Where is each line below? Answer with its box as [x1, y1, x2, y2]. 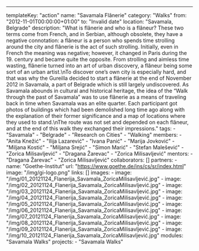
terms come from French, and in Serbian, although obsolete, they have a [6, 31, 183, 37]
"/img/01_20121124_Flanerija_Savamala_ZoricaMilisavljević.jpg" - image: [6, 175, 182, 182]
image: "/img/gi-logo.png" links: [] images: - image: [6, 169, 132, 176]
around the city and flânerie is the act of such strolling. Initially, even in [6, 43, 179, 50]
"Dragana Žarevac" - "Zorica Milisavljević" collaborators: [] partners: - [6, 156, 178, 163]
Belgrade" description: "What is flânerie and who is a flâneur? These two [6, 24, 184, 31]
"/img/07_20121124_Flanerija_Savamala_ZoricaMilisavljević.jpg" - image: [6, 213, 182, 220]
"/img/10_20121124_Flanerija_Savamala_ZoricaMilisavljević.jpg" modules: [6, 232, 184, 239]
